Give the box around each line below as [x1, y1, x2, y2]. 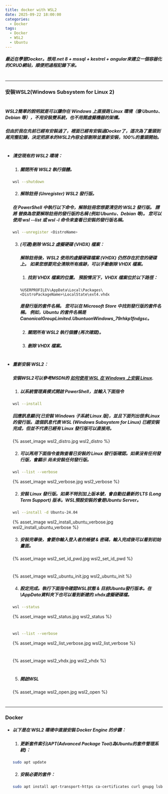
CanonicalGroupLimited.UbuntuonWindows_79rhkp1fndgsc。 [19, 316, 152, 322]
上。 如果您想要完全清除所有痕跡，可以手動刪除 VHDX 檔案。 [19, 261, 146, 267]
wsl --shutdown [12, 179, 44, 184]
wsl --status [12, 605, 40, 610]
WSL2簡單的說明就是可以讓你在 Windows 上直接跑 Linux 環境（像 [5, 108, 141, 114]
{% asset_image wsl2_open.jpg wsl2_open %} [12, 689, 108, 695]
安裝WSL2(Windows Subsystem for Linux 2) [5, 89, 115, 96]
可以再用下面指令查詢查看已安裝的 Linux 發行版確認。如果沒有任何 [19, 450, 156, 456]
